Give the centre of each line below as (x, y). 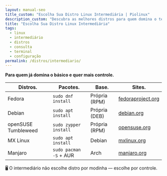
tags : (11, 28)
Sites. (139, 87)
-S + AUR (64, 156)
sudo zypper (67, 125)
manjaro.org (132, 153)
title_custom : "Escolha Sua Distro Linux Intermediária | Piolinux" (78, 14)
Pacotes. (69, 87)
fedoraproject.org (139, 99)
